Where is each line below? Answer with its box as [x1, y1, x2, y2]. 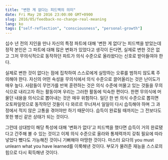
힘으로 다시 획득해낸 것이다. [5, 149, 59, 155]
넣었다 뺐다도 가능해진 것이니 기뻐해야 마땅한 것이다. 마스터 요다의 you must [5, 137, 154, 143]
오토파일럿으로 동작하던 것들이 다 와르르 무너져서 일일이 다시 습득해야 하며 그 [5, 101, 155, 107]
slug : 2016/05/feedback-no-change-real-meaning [5, 17, 107, 22]
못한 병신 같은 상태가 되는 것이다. [5, 114, 70, 120]
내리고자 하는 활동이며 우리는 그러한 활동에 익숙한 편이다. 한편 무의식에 [18, 89, 156, 95]
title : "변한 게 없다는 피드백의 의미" [5, 7, 76, 13]
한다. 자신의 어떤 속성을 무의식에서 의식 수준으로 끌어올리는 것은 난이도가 [18, 76, 160, 82]
